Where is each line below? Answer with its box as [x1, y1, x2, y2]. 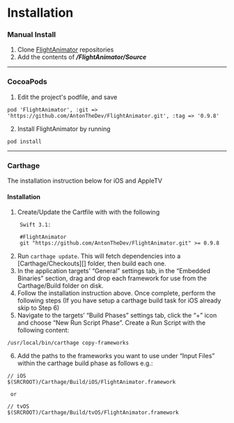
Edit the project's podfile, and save [17, 93, 118, 101]
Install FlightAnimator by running [17, 124, 111, 133]
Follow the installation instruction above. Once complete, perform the [17, 289, 216, 298]
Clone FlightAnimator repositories [17, 45, 114, 54]
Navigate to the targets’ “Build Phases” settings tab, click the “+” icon [17, 312, 217, 320]
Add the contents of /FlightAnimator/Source [17, 53, 147, 61]
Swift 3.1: [19, 222, 52, 229]
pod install [7, 138, 42, 145]
